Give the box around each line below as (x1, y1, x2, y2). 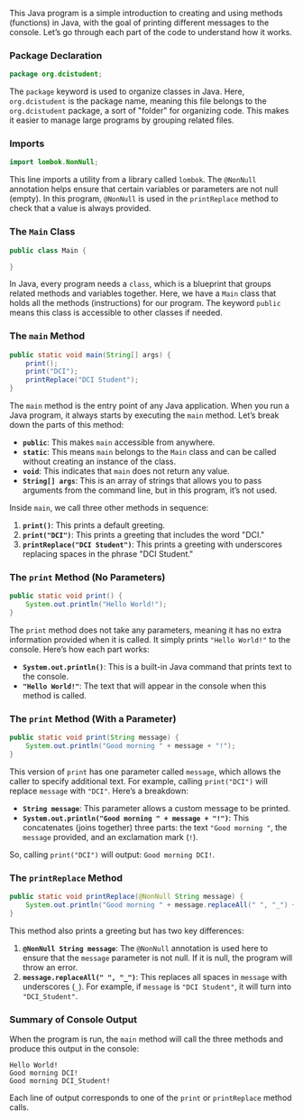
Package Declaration (9, 49, 103, 61)
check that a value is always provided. (9, 203, 151, 214)
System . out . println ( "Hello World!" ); (25, 600, 168, 609)
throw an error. (22, 961, 78, 973)
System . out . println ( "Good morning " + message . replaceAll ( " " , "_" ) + (25, 901, 297, 910)
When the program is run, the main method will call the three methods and (9, 1033, 284, 1045)
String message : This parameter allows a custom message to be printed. (22, 802, 291, 813)
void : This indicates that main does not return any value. (22, 466, 230, 477)
